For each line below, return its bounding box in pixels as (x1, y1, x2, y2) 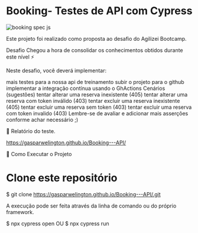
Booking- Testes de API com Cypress (6, 4, 193, 18)
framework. (6, 208, 34, 215)
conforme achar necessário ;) (6, 116, 79, 123)
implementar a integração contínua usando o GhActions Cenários (6, 85, 165, 92)
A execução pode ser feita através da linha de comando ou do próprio (6, 202, 177, 209)
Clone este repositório (6, 171, 118, 185)
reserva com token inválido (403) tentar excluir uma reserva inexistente (6, 97, 180, 104)
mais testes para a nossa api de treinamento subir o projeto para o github (6, 78, 184, 85)
